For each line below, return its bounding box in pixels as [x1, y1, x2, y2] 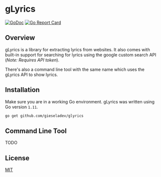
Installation [5, 86, 40, 94]
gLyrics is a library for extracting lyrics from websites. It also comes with [5, 46, 150, 52]
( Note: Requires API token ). [5, 57, 60, 63]
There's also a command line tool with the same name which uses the [5, 66, 145, 72]
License [5, 154, 30, 162]
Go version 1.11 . [5, 104, 38, 110]
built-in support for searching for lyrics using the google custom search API [5, 52, 157, 58]
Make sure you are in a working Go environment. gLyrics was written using [5, 98, 155, 104]
